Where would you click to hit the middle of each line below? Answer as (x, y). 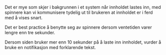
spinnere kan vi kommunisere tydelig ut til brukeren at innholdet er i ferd (79, 12)
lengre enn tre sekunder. (30, 32)
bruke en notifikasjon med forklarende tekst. (50, 47)
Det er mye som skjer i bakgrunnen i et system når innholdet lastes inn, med (83, 7)
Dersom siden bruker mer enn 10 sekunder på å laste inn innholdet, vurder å (83, 42)
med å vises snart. (24, 18)
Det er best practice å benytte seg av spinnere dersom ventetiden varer (78, 27)
